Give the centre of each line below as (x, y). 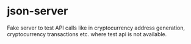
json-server (38, 11)
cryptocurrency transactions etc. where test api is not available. (87, 34)
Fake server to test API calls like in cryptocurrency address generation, (96, 28)
